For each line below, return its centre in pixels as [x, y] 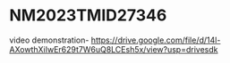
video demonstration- [49, 40]
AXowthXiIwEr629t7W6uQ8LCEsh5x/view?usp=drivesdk [114, 49]
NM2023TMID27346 [88, 16]
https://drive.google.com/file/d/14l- [156, 40]
